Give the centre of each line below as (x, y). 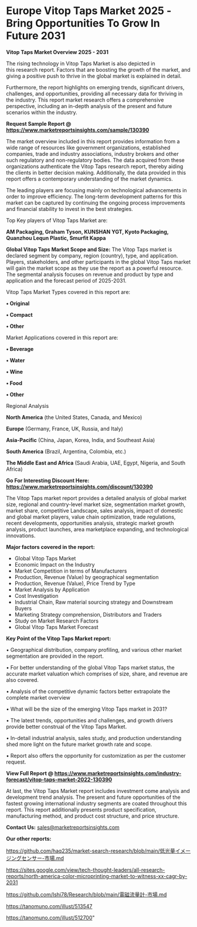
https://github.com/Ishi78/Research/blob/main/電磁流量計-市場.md (86, 894)
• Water (16, 360)
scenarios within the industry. (42, 112)
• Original (18, 303)
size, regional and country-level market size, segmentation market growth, (96, 504)
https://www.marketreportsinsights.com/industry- (118, 773)
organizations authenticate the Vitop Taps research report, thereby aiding (95, 166)
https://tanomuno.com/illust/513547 (49, 906)
